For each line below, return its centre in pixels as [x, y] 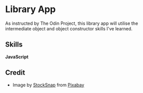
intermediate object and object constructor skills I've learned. [69, 28]
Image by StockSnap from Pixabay [48, 85]
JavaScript [17, 57]
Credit [15, 73]
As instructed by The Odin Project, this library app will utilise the [72, 23]
